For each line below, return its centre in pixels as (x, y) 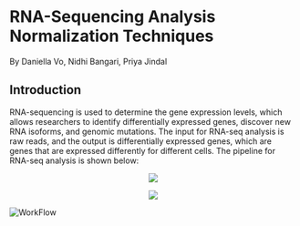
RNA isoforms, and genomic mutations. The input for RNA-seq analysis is (147, 131)
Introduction (46, 90)
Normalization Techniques (112, 36)
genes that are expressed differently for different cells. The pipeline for (143, 150)
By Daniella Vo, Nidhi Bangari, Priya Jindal (88, 61)
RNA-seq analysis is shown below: (74, 160)
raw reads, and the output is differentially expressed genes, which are (140, 141)
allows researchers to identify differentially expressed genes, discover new (150, 121)
